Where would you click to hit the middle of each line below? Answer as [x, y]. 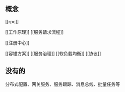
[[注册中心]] [17, 42]
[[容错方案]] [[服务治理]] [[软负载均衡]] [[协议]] [53, 53]
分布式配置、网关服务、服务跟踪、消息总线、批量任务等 [62, 84]
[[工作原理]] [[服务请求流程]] [35, 32]
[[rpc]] [12, 21]
